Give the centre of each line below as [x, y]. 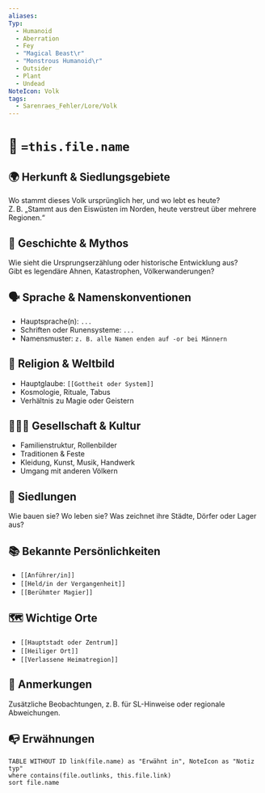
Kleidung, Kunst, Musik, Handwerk [78, 463]
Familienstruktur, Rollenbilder [68, 445]
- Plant [29, 76]
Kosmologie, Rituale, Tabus [65, 392]
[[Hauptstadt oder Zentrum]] [69, 642]
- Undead [30, 83]
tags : [17, 99]
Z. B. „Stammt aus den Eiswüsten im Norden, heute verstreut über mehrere [132, 209]
